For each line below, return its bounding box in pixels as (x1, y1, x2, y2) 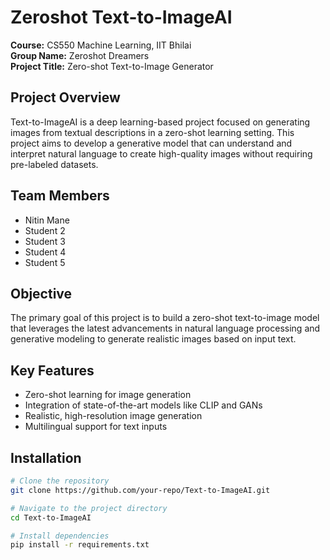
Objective (10, 285, 73, 302)
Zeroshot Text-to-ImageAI (10, 6, 233, 29)
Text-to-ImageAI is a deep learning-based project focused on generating (10, 116, 311, 128)
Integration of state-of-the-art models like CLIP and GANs (24, 399, 263, 411)
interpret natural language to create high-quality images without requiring (10, 147, 313, 160)
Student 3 (24, 235, 66, 247)
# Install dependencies (10, 531, 110, 541)
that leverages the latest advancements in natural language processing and (10, 322, 321, 335)
